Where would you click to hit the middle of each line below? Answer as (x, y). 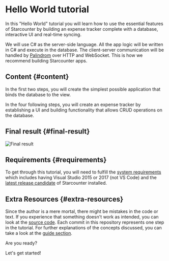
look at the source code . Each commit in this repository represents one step (85, 222)
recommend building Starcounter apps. (46, 60)
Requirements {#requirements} (56, 160)
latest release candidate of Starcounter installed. (56, 183)
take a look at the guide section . (39, 233)
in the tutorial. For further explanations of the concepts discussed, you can (83, 228)
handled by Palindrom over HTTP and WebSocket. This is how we (74, 55)
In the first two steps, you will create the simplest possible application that (83, 89)
